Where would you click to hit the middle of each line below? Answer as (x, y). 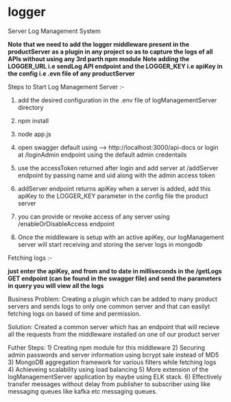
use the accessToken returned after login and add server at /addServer (118, 168)
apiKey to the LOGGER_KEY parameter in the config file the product (113, 196)
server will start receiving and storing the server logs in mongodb (110, 244)
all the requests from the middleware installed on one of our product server (114, 334)
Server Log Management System (54, 31)
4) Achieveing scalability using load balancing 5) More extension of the (108, 369)
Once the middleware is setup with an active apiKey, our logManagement (121, 237)
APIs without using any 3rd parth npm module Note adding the (99, 58)
